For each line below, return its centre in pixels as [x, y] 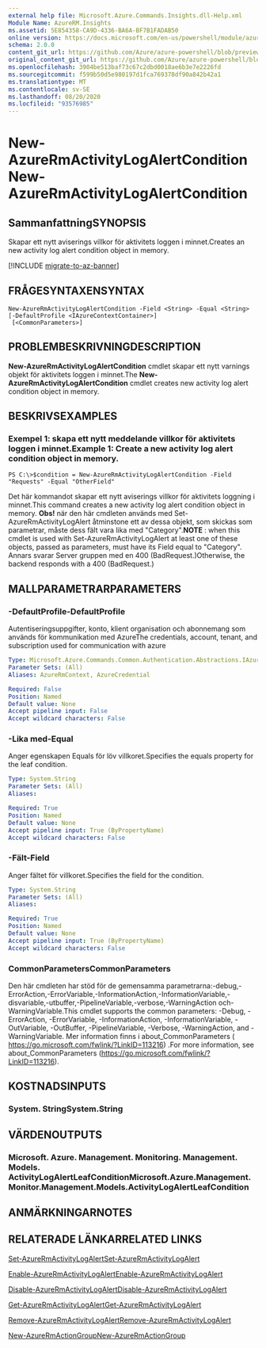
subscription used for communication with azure [87, 646]
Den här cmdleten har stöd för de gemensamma [86, 986]
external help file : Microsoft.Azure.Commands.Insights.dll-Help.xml [125, 15]
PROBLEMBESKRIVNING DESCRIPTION [104, 347]
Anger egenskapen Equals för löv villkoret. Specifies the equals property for [131, 756]
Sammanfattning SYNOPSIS [77, 223]
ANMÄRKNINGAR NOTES [70, 1213]
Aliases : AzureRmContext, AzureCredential [79, 674]
